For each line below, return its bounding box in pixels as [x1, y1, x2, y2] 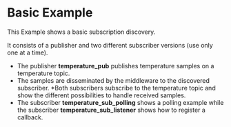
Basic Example [7, 5, 93, 21]
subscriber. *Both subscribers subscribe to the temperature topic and [17, 84, 216, 92]
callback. [17, 113, 43, 121]
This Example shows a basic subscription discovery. [7, 28, 156, 36]
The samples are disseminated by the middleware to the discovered [17, 76, 210, 84]
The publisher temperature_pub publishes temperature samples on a [17, 61, 214, 70]
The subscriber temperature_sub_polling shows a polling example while [17, 98, 224, 106]
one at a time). [7, 48, 48, 57]
